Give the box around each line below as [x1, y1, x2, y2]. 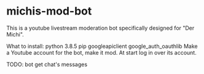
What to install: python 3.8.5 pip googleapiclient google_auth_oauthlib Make [6, 42, 198, 50]
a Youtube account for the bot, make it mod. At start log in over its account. [6, 49, 197, 56]
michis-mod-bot [6, 4, 92, 18]
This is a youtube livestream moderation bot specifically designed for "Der [6, 24, 195, 32]
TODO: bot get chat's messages [6, 61, 88, 68]
